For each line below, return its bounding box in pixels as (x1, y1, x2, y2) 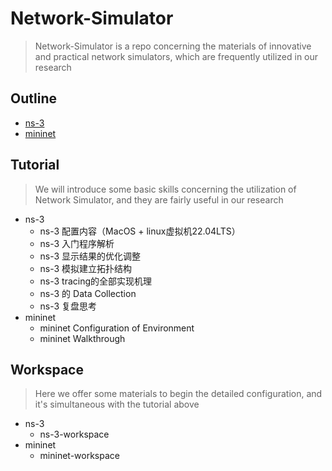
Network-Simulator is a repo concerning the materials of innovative (34, 40, 312, 52)
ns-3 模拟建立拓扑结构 (39, 262, 133, 274)
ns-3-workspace (39, 428, 110, 441)
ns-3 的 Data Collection (39, 287, 137, 299)
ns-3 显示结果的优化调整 (39, 250, 142, 262)
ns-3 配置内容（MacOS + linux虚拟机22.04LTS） (39, 225, 241, 237)
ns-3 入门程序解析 (39, 237, 115, 249)
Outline (10, 90, 57, 107)
